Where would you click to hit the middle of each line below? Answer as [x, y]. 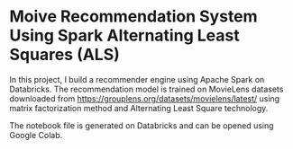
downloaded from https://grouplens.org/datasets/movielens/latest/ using [145, 98]
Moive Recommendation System [134, 17]
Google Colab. [36, 135]
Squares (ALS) [64, 55]
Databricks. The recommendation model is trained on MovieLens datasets [146, 89]
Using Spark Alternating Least [125, 35]
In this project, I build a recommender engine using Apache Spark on [137, 79]
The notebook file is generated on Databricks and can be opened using [142, 125]
